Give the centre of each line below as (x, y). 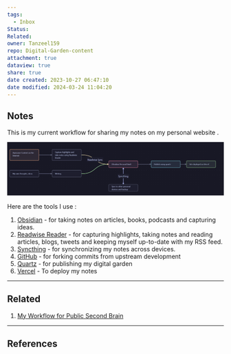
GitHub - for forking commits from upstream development (99, 256)
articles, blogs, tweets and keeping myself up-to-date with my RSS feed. (120, 242)
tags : (15, 14)
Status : (18, 29)
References (32, 343)
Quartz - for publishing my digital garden (75, 263)
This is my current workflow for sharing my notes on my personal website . (113, 133)
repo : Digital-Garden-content (51, 51)
